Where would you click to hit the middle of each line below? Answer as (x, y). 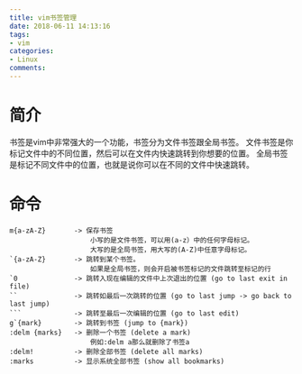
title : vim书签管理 (43, 18)
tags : (19, 34)
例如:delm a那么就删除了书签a (140, 342)
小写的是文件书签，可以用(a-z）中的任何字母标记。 (172, 240)
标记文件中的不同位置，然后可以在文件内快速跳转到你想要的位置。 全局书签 (149, 153)
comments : (28, 68)
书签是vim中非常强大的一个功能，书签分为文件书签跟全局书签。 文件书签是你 (151, 141)
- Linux (24, 59)
